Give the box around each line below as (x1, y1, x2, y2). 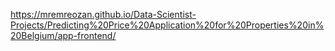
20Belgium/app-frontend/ (10, 30, 117, 41)
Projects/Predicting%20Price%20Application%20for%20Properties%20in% (10, 19, 325, 31)
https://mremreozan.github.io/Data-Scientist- (10, 9, 197, 20)
